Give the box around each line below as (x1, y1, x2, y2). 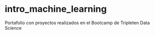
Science (5, 25, 22, 31)
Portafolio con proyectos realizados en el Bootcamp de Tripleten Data (5, 20, 150, 26)
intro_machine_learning (5, 3, 107, 15)
